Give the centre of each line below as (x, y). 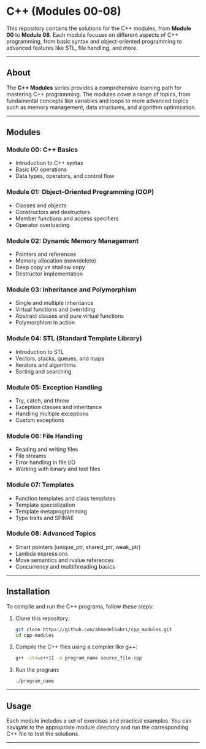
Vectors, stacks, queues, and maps (59, 358)
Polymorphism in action (45, 323)
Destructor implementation (49, 274)
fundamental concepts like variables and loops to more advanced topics (97, 101)
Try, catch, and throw (42, 401)
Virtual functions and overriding (55, 309)
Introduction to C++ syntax (49, 163)
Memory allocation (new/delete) (55, 261)
